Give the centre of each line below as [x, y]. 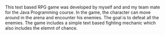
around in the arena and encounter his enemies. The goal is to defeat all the [82, 17]
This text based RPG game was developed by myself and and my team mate [83, 7]
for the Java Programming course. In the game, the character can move [78, 12]
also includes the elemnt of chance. [41, 28]
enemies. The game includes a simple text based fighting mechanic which [81, 23]
